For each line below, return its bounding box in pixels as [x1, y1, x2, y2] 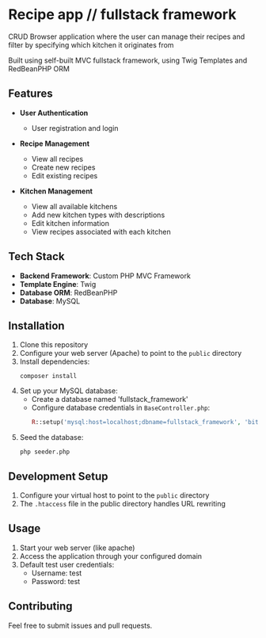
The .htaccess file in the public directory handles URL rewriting [19, 499, 226, 509]
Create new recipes [31, 162, 96, 172]
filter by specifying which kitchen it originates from [8, 40, 174, 49]
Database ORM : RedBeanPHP [19, 288, 118, 297]
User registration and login [31, 123, 119, 132]
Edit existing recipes [31, 170, 98, 180]
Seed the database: [19, 433, 84, 442]
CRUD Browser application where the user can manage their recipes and [8, 32, 245, 41]
